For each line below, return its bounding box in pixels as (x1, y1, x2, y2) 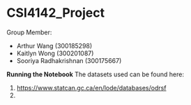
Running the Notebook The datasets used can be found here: (6, 70, 184, 78)
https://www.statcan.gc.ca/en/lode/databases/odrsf (16, 83, 167, 92)
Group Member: (6, 28, 52, 36)
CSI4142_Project (6, 5, 105, 21)
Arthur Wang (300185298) (16, 41, 93, 50)
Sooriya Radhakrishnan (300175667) (16, 56, 122, 64)
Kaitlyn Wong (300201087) (16, 49, 94, 57)
